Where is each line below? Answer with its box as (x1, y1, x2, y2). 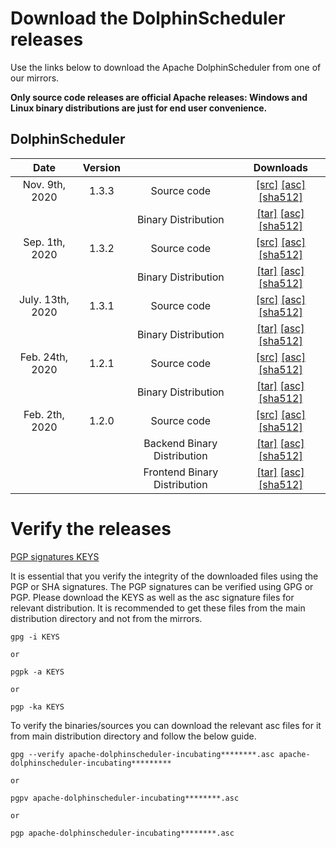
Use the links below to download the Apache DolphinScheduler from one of (10, 61, 322, 73)
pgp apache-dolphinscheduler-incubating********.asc (10, 828, 235, 838)
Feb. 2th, (23, 407, 65, 421)
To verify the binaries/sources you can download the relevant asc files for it (10, 719, 322, 731)
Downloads (253, 160, 309, 174)
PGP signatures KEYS (10, 550, 100, 562)
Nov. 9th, (22, 177, 67, 191)
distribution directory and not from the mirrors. (10, 612, 203, 624)
